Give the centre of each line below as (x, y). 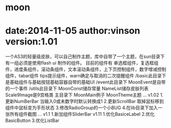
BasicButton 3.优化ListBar (32, 121)
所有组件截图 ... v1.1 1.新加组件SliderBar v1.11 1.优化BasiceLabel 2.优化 (82, 114)
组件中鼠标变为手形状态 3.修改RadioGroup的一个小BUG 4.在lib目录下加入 (82, 108)
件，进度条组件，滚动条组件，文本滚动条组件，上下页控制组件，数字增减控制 (86, 69)
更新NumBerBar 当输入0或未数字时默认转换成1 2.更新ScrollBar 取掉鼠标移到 (85, 101)
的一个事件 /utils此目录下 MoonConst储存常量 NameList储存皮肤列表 (77, 89)
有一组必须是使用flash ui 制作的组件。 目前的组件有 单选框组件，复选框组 (82, 63)
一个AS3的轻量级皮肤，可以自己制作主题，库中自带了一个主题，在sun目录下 (85, 57)
